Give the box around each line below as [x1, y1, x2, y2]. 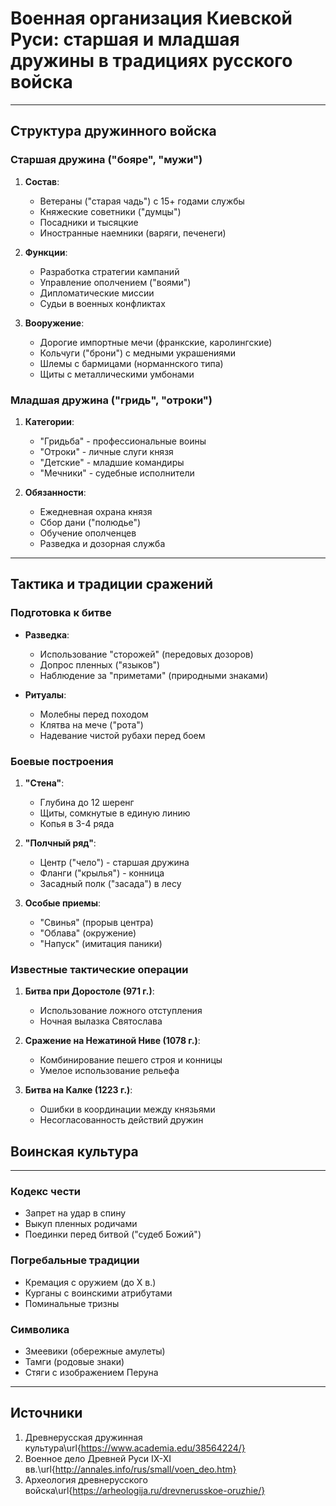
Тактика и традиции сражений [10, 576, 214, 593]
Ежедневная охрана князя [39, 505, 153, 517]
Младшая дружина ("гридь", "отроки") [10, 393, 213, 407]
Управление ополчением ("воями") [39, 276, 192, 288]
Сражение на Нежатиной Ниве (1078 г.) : [24, 1035, 201, 1047]
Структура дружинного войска [10, 123, 217, 140]
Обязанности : [24, 486, 87, 498]
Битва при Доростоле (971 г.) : [24, 985, 155, 997]
